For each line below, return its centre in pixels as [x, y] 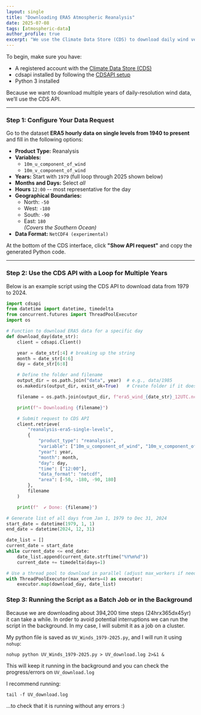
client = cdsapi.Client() [49, 342]
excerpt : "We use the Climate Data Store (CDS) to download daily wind [97, 40]
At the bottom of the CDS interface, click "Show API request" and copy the [99, 246]
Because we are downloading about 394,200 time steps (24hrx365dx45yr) [99, 613]
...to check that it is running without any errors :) [66, 705]
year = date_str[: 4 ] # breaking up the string [76, 353]
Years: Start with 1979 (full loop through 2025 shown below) [89, 177]
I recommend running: [33, 683]
